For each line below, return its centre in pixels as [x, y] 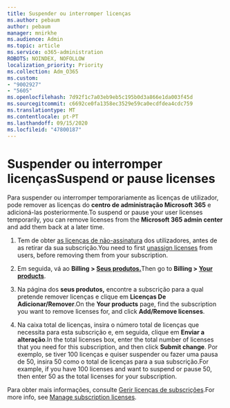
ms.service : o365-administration [55, 53]
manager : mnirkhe [32, 33]
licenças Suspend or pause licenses [111, 178]
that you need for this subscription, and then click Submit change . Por [117, 347]
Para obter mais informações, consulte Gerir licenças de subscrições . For [111, 390]
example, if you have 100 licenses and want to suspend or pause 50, [115, 369]
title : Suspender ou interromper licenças [69, 14]
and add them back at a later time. [56, 227]
